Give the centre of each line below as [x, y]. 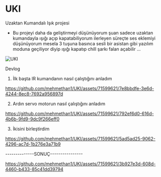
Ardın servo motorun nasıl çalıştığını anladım [59, 104]
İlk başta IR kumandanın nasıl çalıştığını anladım [62, 78]
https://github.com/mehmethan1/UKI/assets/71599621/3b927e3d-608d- [80, 164]
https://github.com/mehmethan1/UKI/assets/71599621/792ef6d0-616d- [79, 113]
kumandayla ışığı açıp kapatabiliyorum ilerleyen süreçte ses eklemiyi [84, 38]
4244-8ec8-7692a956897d [34, 94]
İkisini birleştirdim [31, 129]
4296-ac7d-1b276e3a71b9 [33, 144]
